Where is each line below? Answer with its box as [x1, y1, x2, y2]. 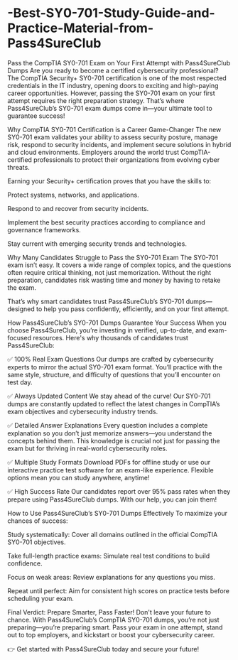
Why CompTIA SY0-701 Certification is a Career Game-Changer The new [7, 125, 222, 134]
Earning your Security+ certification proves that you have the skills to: [7, 176, 212, 185]
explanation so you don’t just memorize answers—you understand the [7, 428, 212, 438]
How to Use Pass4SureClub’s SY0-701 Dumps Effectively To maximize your [7, 509, 228, 517]
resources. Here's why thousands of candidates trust [33, 333, 188, 342]
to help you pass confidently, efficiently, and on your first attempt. [36, 304, 229, 313]
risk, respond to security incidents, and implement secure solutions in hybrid [7, 140, 232, 148]
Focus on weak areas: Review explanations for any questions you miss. [7, 573, 215, 581]
